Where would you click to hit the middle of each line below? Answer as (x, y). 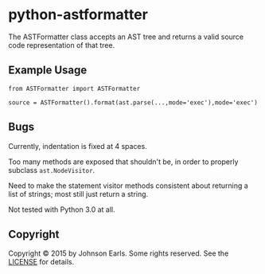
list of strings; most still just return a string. (78, 194)
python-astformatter (78, 15)
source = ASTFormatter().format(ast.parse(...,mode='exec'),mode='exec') (133, 102)
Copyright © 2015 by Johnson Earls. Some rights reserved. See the (119, 253)
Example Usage (48, 70)
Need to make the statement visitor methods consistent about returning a (128, 186)
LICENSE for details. (41, 262)
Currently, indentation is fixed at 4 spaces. (78, 146)
